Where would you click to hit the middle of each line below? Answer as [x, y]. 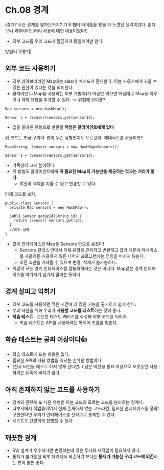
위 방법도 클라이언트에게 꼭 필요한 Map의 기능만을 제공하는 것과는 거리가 [81, 171]
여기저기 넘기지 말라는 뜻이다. [53, 274]
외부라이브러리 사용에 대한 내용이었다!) [51, 30]
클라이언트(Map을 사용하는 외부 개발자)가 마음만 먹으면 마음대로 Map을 [80, 93]
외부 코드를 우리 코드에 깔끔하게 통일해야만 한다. [58, 41]
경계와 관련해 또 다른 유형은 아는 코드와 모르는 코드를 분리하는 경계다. [78, 402]
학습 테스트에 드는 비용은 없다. [41, 354]
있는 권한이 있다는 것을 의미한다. [43, 87]
